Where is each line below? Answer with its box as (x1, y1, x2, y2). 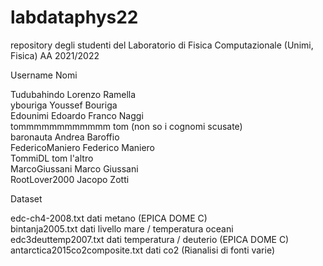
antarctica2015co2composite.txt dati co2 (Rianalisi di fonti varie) (10, 244, 276, 256)
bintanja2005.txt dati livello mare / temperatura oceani (10, 222, 234, 235)
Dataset (10, 192, 43, 205)
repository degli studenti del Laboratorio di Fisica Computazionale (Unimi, (10, 39, 314, 51)
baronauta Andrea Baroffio (10, 131, 120, 143)
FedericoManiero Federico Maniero (10, 141, 155, 153)
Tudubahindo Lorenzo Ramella (10, 88, 137, 100)
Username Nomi (10, 69, 78, 81)
